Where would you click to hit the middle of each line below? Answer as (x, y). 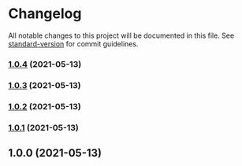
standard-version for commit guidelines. (73, 43)
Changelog (45, 14)
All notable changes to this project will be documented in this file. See (121, 35)
